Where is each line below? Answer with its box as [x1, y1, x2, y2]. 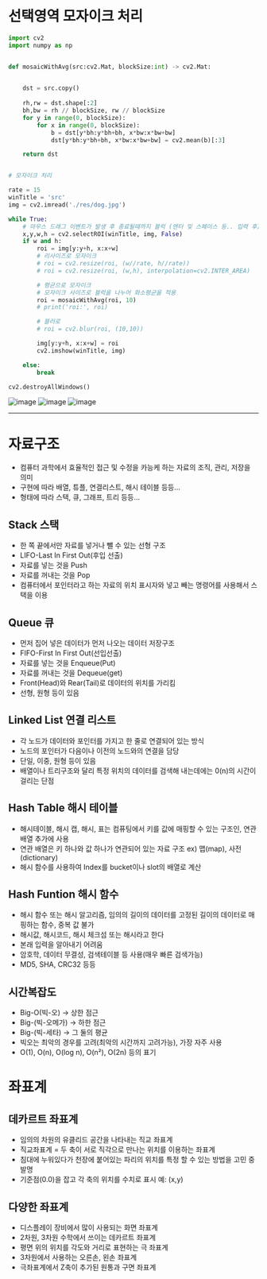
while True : [8, 215, 48, 223]
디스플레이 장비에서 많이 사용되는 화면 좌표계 [19, 1223, 159, 1232]
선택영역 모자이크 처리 [8, 7, 143, 25]
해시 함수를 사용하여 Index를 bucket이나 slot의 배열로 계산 [19, 862, 202, 871]
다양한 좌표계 [8, 1200, 69, 1214]
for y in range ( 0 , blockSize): [22, 114, 126, 122]
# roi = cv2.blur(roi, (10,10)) [37, 325, 145, 334]
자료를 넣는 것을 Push [19, 561, 87, 570]
